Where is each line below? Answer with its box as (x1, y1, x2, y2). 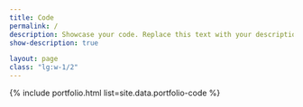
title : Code (9, 13, 54, 22)
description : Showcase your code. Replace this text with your (9, 30, 252, 39)
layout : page (9, 55, 59, 64)
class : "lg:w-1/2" (9, 63, 78, 72)
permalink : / (9, 22, 59, 31)
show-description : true (9, 38, 99, 48)
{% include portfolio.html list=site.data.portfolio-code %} (9, 87, 221, 98)
